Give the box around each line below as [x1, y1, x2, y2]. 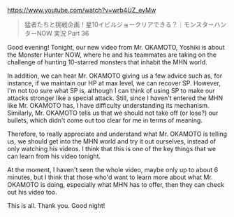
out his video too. [7, 188, 57, 196]
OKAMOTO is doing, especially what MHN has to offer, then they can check [7, 181, 225, 188]
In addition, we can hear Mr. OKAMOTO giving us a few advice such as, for [7, 71, 223, 80]
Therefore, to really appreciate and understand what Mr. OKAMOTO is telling [7, 129, 227, 138]
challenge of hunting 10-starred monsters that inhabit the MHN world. [7, 58, 207, 66]
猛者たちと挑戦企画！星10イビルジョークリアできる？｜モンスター [24, 20, 214, 29]
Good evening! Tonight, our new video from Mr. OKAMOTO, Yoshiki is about [7, 43, 225, 51]
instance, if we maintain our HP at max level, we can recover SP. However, [7, 79, 221, 87]
